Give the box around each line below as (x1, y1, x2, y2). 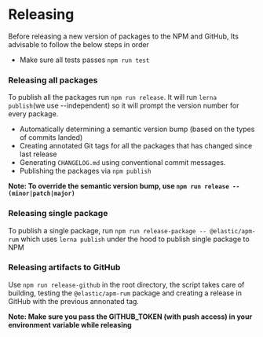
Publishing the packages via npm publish (19, 167, 152, 176)
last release (19, 149, 57, 159)
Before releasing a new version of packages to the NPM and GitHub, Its (8, 31, 239, 41)
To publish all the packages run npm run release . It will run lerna (8, 93, 217, 102)
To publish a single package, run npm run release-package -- (8, 225, 206, 235)
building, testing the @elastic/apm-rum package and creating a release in (8, 288, 242, 298)
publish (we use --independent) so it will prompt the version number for (8, 101, 239, 111)
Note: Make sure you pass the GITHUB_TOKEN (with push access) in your (8, 312, 253, 321)
